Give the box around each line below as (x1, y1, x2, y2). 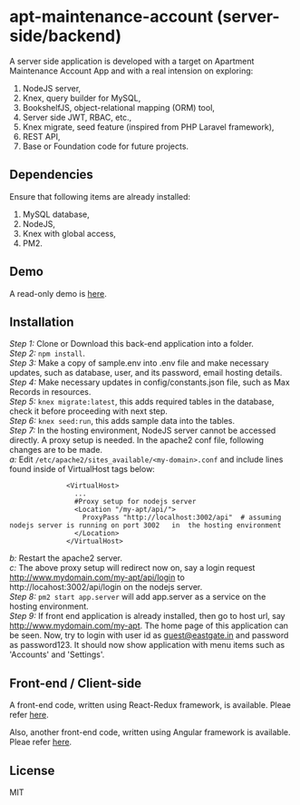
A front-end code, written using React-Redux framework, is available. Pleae (9, 700, 292, 711)
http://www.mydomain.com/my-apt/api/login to (9, 572, 186, 583)
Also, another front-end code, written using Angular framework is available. (9, 727, 292, 738)
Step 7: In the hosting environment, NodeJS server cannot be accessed (9, 425, 276, 437)
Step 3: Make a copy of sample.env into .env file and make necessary (9, 358, 269, 368)
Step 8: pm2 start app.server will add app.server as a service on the (9, 592, 266, 603)
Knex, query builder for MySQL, (22, 93, 141, 103)
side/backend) (9, 25, 122, 46)
